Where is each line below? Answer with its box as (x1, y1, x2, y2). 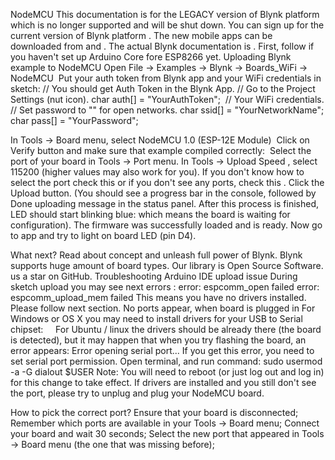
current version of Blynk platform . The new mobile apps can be (10, 30, 273, 41)
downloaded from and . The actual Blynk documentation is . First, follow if (10, 40, 315, 52)
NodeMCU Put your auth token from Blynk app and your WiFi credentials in (10, 72, 322, 84)
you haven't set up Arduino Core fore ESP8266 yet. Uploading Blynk (10, 51, 292, 63)
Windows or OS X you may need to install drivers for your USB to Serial (10, 313, 303, 324)
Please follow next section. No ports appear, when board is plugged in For (10, 302, 316, 314)
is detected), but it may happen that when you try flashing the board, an (10, 334, 307, 346)
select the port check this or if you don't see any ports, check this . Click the (10, 177, 325, 188)
